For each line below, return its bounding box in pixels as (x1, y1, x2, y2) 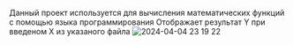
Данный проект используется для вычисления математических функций (9, 8, 285, 18)
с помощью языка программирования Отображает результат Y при (9, 17, 266, 27)
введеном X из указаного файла (9, 26, 131, 36)
